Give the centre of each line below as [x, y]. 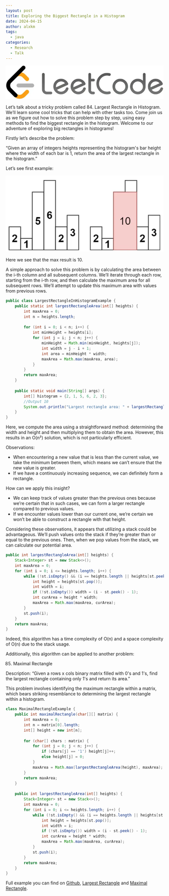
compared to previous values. [44, 509]
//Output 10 [36, 401]
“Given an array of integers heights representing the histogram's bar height [83, 148]
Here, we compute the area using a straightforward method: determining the [84, 427]
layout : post [19, 11]
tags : [11, 32]
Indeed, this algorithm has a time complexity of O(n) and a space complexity [84, 639]
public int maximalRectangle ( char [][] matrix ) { [66, 714]
